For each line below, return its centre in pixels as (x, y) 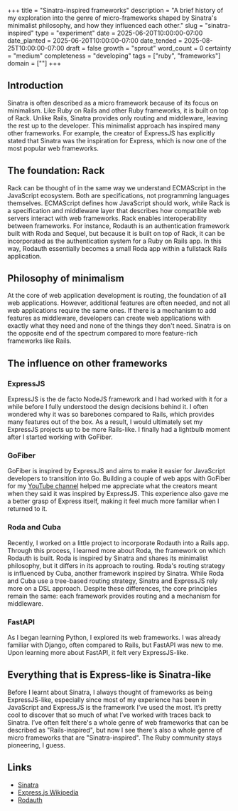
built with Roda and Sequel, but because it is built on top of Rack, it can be (116, 233)
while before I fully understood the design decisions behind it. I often (108, 407)
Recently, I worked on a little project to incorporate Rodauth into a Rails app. (118, 543)
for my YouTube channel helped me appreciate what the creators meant (113, 486)
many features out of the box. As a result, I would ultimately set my (105, 422)
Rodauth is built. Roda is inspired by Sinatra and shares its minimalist (108, 558)
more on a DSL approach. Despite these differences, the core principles (113, 588)
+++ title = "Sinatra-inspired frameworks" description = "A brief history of (115, 10)
